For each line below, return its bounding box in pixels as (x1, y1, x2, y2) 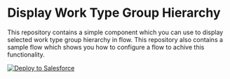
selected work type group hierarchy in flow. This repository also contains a (7, 35, 223, 43)
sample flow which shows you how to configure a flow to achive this (7, 43, 205, 51)
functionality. (7, 50, 46, 59)
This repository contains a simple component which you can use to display (7, 28, 224, 36)
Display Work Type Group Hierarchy (7, 5, 221, 21)
